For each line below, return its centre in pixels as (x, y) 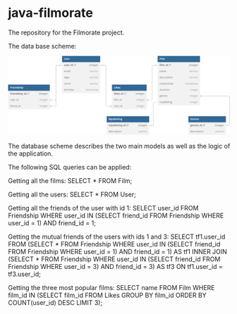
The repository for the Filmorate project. (66, 32)
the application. (31, 153)
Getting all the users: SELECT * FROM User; (72, 194)
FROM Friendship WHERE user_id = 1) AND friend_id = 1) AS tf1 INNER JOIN (118, 251)
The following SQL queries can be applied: (70, 167)
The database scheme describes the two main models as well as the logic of (119, 146)
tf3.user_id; (24, 274)
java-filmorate (51, 13)
